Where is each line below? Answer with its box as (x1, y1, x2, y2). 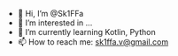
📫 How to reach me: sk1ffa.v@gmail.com (17, 37, 169, 47)
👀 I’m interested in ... (17, 17, 93, 28)
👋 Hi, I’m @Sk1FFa (17, 9, 84, 18)
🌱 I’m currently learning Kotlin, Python (17, 27, 157, 37)
